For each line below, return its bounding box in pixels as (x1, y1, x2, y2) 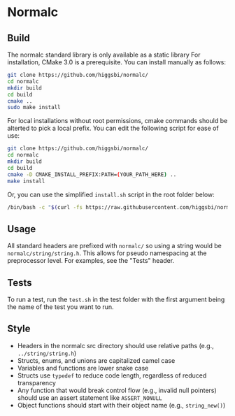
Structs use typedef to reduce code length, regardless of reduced (17, 371, 207, 380)
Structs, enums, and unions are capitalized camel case (17, 356, 176, 364)
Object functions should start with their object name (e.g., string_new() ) (17, 401, 226, 409)
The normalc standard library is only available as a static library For (7, 50, 201, 59)
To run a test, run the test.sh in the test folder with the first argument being (7, 295, 225, 303)
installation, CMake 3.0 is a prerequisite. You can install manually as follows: (7, 58, 226, 66)
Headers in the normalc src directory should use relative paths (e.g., (17, 341, 215, 350)
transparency (17, 378, 56, 387)
